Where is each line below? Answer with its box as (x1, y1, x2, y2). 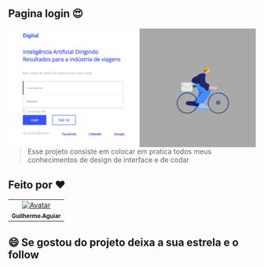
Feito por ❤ (8, 178, 66, 191)
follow (8, 248, 39, 261)
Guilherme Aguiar (11, 212, 61, 220)
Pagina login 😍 (8, 7, 84, 20)
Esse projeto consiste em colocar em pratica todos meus (27, 146, 212, 157)
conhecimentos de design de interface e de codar (27, 155, 190, 165)
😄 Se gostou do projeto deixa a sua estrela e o (8, 235, 239, 249)
